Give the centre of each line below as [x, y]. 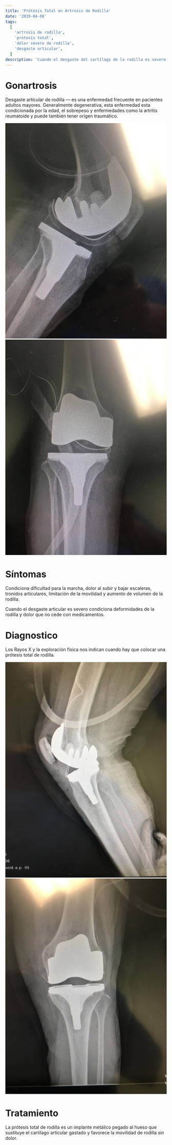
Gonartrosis [31, 85]
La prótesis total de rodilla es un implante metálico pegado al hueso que [81, 1127]
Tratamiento [32, 1113]
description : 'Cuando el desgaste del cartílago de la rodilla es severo [86, 60]
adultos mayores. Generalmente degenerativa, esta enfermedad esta [78, 105]
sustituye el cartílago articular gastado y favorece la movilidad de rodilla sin [85, 1133]
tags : [11, 22]
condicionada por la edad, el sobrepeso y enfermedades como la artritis [81, 111]
